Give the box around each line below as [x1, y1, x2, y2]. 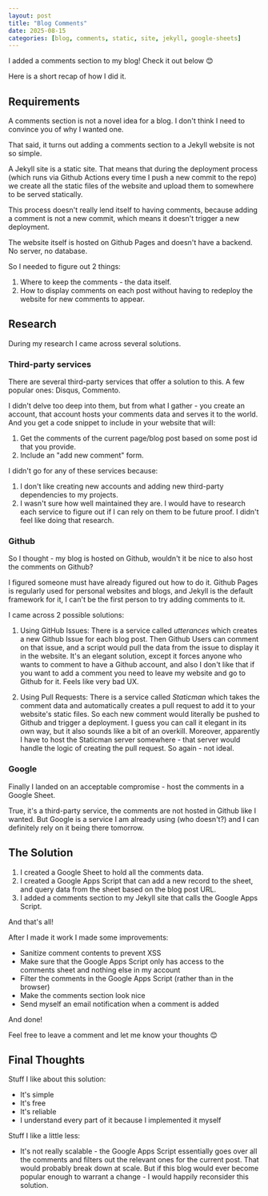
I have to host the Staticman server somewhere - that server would [19, 735, 241, 745]
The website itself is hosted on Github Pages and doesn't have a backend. [8, 238, 253, 248]
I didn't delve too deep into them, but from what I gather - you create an [8, 401, 246, 411]
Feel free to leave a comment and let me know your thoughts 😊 [8, 1030, 218, 1040]
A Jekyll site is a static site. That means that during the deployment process [8, 164, 258, 174]
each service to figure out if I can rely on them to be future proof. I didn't [19, 507, 259, 517]
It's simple [19, 1090, 54, 1100]
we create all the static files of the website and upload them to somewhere [8, 181, 254, 191]
